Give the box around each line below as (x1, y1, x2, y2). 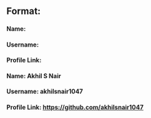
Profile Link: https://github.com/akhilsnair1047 (6, 103, 144, 111)
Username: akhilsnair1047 (6, 87, 84, 95)
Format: (6, 5, 41, 17)
